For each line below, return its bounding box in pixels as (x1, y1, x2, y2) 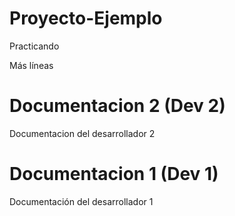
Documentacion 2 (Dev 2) (9, 95, 226, 117)
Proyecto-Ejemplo (9, 7, 163, 30)
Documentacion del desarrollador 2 (9, 127, 156, 139)
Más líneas (9, 59, 54, 71)
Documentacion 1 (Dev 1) (9, 163, 219, 186)
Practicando (9, 40, 60, 52)
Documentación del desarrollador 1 (9, 195, 154, 207)
